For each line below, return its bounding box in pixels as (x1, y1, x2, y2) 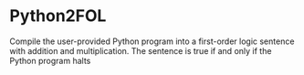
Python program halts (9, 55, 91, 66)
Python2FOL (9, 5, 107, 27)
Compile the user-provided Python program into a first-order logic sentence (9, 36, 295, 47)
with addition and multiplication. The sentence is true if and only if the (9, 45, 272, 56)
